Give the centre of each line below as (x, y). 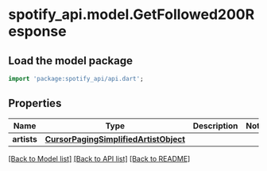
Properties (35, 103)
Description (215, 126)
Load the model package (71, 61)
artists (25, 139)
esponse (37, 31)
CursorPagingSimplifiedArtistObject (115, 139)
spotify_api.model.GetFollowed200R (132, 15)
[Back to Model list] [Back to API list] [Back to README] (99, 158)
